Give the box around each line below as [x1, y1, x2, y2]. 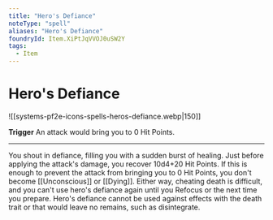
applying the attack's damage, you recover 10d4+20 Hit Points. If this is [8, 159, 248, 169]
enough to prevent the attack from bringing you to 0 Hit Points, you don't [8, 167, 252, 177]
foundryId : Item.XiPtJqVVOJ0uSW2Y [8, 34, 126, 43]
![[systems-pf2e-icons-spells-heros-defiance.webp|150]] [8, 111, 201, 121]
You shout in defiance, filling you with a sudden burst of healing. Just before [8, 150, 264, 160]
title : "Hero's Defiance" [8, 11, 96, 20]
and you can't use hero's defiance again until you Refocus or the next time [8, 184, 258, 195]
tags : [8, 42, 27, 50]
